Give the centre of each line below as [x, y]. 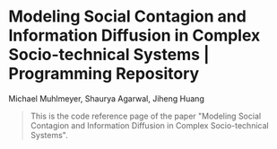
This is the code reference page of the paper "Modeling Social [146, 116]
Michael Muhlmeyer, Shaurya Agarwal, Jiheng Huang [107, 98]
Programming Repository [104, 74]
